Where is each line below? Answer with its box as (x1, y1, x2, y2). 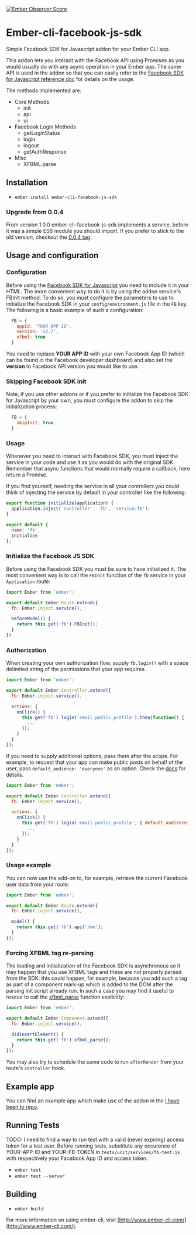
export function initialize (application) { (6, 500, 114, 506)
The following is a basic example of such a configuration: (6, 306, 144, 313)
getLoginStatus (23, 129, 60, 136)
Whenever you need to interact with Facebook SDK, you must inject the (6, 452, 178, 460)
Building (6, 1189, 37, 1199)
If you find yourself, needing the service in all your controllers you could (6, 483, 180, 490)
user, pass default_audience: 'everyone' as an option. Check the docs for (6, 764, 186, 772)
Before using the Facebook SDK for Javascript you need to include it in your (6, 282, 189, 289)
